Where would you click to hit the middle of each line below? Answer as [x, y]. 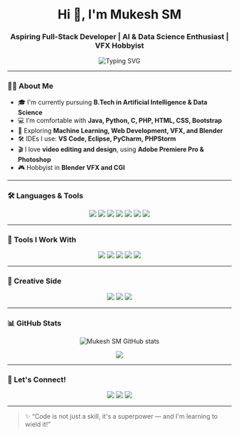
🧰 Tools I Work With [42, 240]
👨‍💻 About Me [30, 86]
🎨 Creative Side [34, 281]
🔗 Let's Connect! [37, 380]
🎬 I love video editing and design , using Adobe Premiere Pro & [111, 149]
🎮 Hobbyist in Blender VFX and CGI [71, 167]
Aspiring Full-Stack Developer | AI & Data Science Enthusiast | [119, 37]
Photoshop [34, 159]
